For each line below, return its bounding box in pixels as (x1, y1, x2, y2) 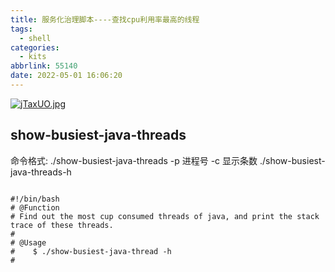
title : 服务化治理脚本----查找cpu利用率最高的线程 (10, 14, 200, 25)
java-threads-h (10, 166, 72, 178)
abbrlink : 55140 (10, 61, 78, 71)
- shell (19, 33, 52, 43)
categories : (10, 42, 60, 53)
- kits (19, 52, 47, 62)
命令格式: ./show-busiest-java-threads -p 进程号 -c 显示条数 (10, 154, 258, 166)
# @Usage (10, 237, 47, 248)
